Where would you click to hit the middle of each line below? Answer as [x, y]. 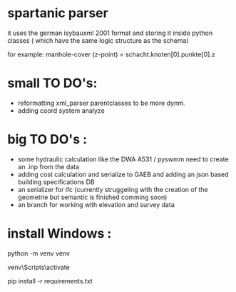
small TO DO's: [52, 83]
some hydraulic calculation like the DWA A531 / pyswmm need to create [123, 159]
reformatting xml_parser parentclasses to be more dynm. [101, 103]
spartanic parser [58, 13]
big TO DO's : [47, 140]
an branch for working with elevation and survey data [96, 204]
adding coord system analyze [61, 110]
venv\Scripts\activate [39, 267]
